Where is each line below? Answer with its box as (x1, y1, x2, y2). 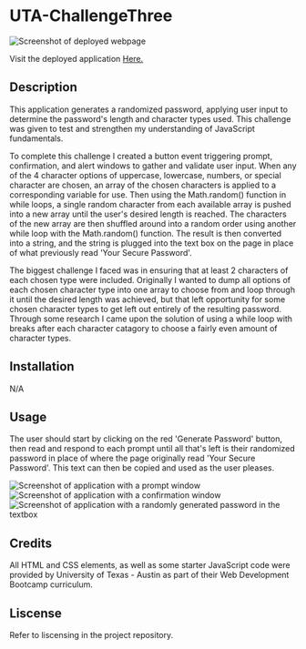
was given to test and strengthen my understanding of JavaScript (9, 123, 255, 134)
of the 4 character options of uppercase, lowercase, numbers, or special (9, 169, 282, 180)
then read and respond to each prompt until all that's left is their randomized (9, 443, 296, 454)
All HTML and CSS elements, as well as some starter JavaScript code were (9, 560, 291, 571)
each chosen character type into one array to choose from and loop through (9, 284, 296, 295)
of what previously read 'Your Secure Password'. (9, 247, 193, 258)
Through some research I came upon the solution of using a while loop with (9, 313, 293, 324)
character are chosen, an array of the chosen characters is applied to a (9, 179, 276, 190)
